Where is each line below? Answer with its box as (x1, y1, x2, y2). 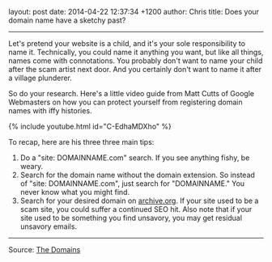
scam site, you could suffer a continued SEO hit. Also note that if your (19, 205, 253, 213)
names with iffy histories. (8, 106, 92, 116)
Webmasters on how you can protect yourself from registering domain (8, 97, 243, 107)
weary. (19, 162, 43, 171)
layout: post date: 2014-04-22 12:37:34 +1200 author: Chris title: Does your (8, 7, 260, 16)
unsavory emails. (19, 222, 78, 231)
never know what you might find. (19, 188, 130, 196)
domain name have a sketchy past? (8, 15, 126, 25)
